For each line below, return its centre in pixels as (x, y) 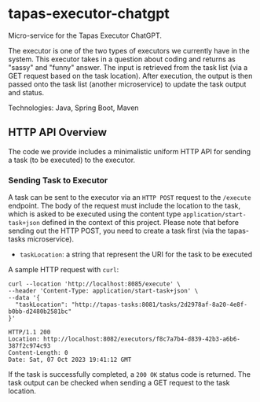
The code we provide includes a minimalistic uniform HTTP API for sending (130, 151)
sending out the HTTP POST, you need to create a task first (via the (117, 231)
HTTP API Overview (58, 133)
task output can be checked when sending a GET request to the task (119, 383)
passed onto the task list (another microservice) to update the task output (127, 84)
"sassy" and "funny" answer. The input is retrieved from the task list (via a (128, 67)
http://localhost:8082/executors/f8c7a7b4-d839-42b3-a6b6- (142, 339)
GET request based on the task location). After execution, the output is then (130, 76)
